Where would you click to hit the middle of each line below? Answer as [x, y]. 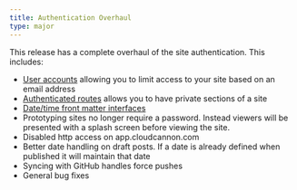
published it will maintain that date [86, 156]
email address [49, 89]
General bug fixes [56, 175]
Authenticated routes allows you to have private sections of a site [145, 98]
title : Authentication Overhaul [70, 18]
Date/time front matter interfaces [84, 108]
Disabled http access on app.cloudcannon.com [111, 137]
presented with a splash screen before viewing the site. [126, 127]
